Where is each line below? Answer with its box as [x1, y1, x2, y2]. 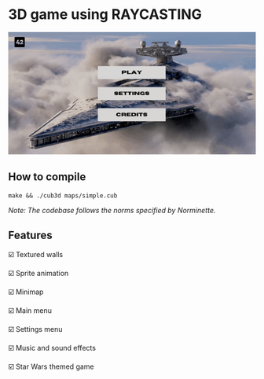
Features [8, 228, 53, 241]
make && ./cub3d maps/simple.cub [8, 192, 118, 200]
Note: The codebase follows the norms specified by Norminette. [8, 206, 216, 215]
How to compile [8, 170, 86, 183]
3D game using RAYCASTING [8, 6, 203, 24]
